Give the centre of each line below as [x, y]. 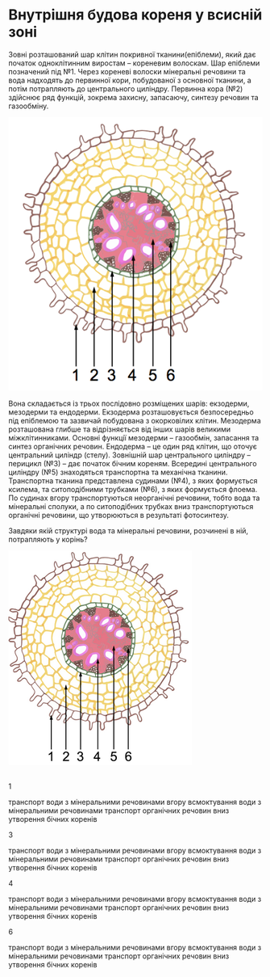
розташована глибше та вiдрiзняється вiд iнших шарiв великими [120, 429]
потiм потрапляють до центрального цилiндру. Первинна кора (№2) [126, 88]
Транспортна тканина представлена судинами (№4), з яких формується [133, 480]
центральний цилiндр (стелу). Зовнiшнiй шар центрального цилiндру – [130, 455]
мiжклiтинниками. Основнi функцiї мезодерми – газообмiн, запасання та [134, 437]
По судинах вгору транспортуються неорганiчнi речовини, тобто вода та [134, 498]
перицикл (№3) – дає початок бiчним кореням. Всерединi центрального [133, 463]
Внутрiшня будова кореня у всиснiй [135, 15]
